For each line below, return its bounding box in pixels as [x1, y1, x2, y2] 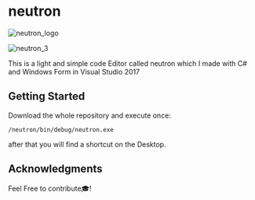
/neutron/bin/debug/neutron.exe [8, 125, 114, 133]
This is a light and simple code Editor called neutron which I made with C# [8, 58, 247, 68]
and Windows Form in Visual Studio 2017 [8, 67, 140, 76]
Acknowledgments [8, 162, 104, 176]
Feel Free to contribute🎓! [8, 184, 92, 193]
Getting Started [8, 89, 86, 104]
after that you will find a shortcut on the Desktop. [8, 140, 166, 149]
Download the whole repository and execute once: [8, 111, 171, 120]
